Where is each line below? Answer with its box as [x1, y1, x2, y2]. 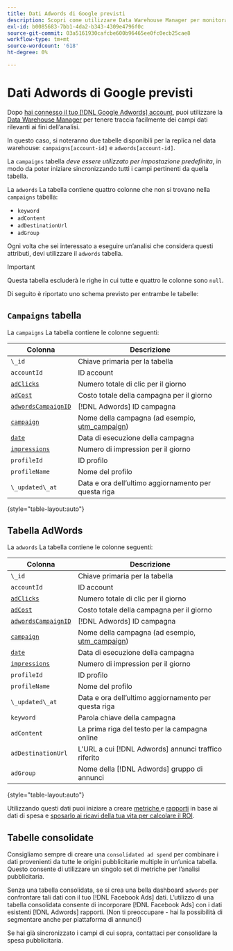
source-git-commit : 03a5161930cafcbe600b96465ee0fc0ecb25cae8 [7, 29, 191, 37]
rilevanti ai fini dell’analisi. [7, 122, 80, 131]
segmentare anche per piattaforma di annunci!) [7, 916, 142, 924]
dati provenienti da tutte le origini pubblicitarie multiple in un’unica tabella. [7, 858, 218, 866]
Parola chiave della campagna [78, 713, 176, 723]
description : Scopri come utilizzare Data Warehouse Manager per [7, 17, 200, 24]
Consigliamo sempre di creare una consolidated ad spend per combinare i [7, 850, 219, 859]
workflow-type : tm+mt [7, 36, 70, 43]
